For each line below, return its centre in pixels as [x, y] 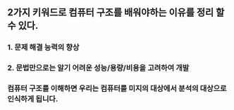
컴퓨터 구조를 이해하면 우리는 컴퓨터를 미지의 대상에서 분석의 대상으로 [117, 88]
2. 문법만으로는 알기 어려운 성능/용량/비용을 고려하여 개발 [98, 68]
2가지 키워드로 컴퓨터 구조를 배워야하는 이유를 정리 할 [116, 13]
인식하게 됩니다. [33, 99]
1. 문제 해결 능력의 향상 [43, 48]
